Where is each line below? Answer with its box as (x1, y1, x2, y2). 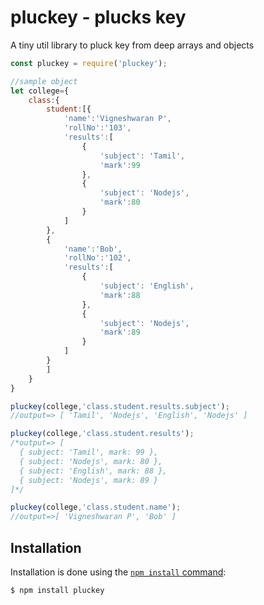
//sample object (10, 76, 78, 86)
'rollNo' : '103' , (63, 123, 132, 133)
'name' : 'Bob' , (63, 244, 123, 254)
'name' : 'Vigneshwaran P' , (63, 114, 172, 124)
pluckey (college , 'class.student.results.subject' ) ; (10, 401, 230, 411)
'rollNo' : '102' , (63, 253, 132, 263)
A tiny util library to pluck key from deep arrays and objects (10, 39, 255, 51)
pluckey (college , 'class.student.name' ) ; (10, 502, 182, 513)
